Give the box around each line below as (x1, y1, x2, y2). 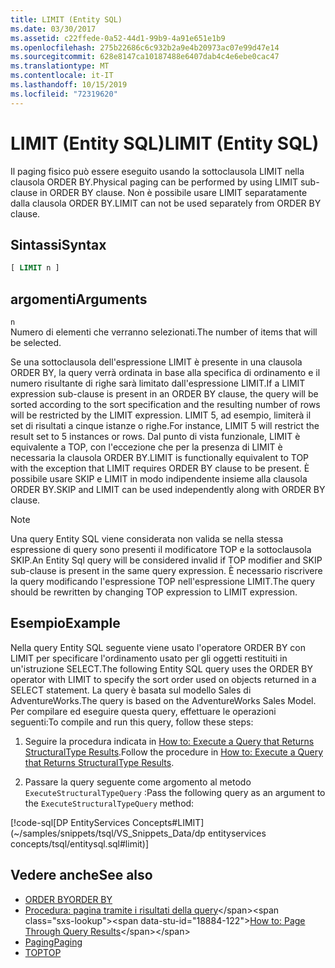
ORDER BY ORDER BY (24, 893, 113, 905)
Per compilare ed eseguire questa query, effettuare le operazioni (10, 705, 277, 717)
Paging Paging (24, 936, 83, 948)
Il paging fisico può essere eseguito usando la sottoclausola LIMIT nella (10, 165, 305, 177)
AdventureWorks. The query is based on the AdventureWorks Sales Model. (10, 694, 317, 706)
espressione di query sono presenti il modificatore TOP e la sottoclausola (10, 544, 312, 556)
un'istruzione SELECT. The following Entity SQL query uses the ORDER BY (10, 662, 313, 675)
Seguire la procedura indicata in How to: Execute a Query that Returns (24, 735, 315, 747)
